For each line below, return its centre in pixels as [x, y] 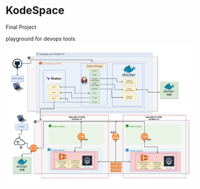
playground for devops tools [41, 38]
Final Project [21, 27]
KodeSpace [35, 10]
